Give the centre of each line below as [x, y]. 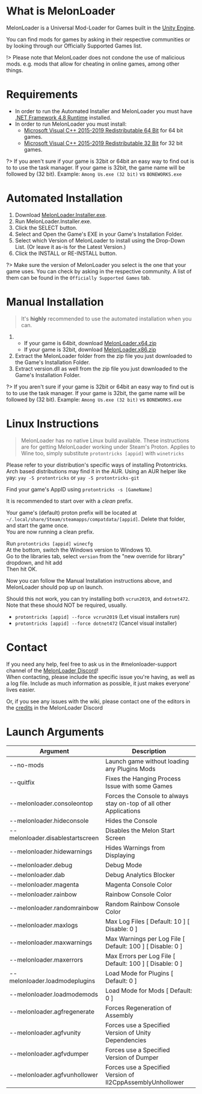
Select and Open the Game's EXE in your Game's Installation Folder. [99, 234]
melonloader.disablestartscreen [54, 838]
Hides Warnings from [135, 847]
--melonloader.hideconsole [49, 820]
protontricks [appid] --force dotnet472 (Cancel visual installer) [96, 623]
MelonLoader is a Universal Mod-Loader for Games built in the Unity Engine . [101, 28]
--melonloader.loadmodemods [54, 994]
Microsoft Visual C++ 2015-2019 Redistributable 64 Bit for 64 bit [103, 130]
